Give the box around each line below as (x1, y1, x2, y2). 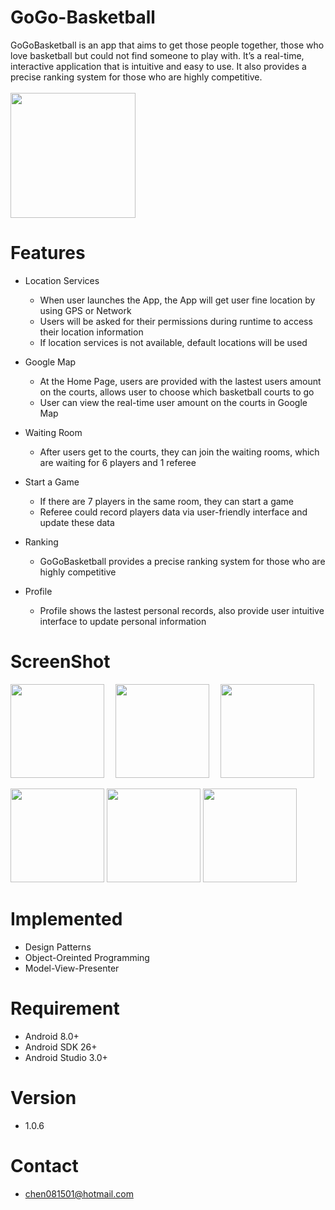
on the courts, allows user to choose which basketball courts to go (39, 386, 315, 398)
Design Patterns (24, 941, 92, 953)
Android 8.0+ (24, 1030, 80, 1042)
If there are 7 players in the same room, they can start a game (39, 495, 295, 507)
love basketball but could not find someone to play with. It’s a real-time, (10, 49, 305, 61)
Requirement (10, 997, 120, 1020)
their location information (39, 326, 144, 338)
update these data (39, 516, 115, 528)
